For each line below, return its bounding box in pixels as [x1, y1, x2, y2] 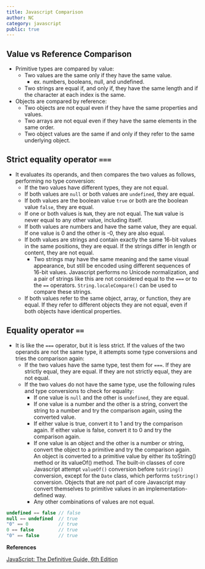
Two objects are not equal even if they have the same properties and [24, 104, 198, 112]
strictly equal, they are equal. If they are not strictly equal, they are [24, 367, 192, 375]
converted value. [33, 413, 76, 421]
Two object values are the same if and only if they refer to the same [24, 130, 195, 138]
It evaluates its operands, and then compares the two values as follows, [15, 170, 196, 178]
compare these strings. [33, 288, 92, 295]
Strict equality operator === [6, 155, 112, 165]
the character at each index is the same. [24, 91, 126, 99]
